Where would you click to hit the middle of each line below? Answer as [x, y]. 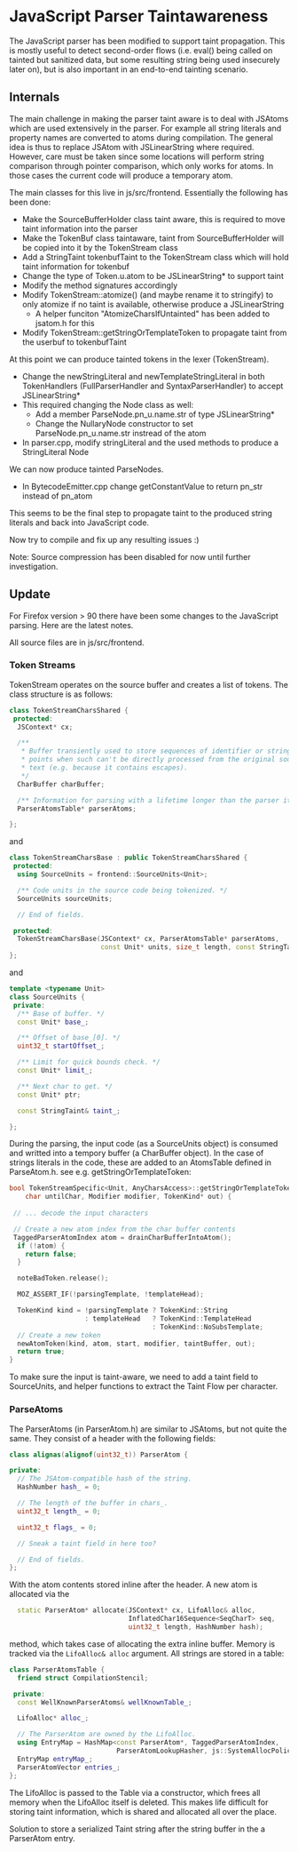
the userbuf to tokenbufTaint [74, 342]
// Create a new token [59, 1335]
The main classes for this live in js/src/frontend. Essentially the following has [149, 192]
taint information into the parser [80, 228]
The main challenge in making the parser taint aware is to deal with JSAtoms [149, 118]
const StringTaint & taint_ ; [69, 1111]
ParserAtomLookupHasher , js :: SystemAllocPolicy [206, 1751]
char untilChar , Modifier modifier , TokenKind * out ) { [129, 1197]
